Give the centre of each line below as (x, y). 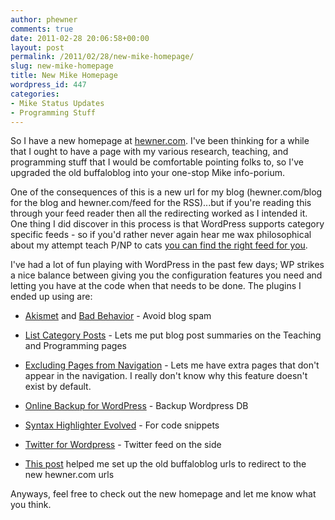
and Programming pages (75, 346)
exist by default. (58, 387)
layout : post (37, 47)
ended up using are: (51, 297)
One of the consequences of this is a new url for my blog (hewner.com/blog (166, 192)
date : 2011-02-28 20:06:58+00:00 (80, 38)
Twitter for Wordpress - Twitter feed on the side (123, 445)
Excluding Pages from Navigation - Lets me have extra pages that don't (172, 365)
